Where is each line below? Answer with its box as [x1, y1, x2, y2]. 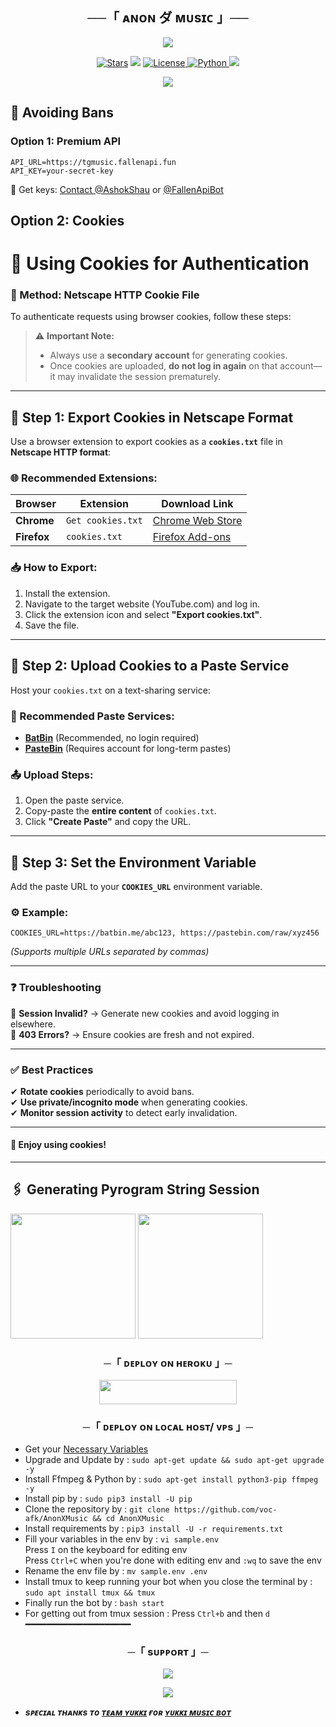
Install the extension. [24, 587, 111, 599]
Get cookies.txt [65, 515, 143, 527]
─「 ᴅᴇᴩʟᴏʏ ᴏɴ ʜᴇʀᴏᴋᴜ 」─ [103, 1356, 233, 1370]
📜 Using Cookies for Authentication [10, 253, 310, 275]
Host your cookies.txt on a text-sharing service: [10, 684, 211, 696]
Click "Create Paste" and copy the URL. [24, 816, 192, 828]
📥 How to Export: [10, 561, 98, 575]
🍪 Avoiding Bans [10, 104, 114, 122]
